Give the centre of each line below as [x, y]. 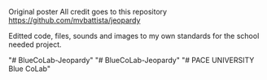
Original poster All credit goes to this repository [88, 12]
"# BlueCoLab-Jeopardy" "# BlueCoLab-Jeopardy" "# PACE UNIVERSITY [131, 60]
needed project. [35, 44]
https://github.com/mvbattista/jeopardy [74, 20]
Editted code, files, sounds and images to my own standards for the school [134, 36]
